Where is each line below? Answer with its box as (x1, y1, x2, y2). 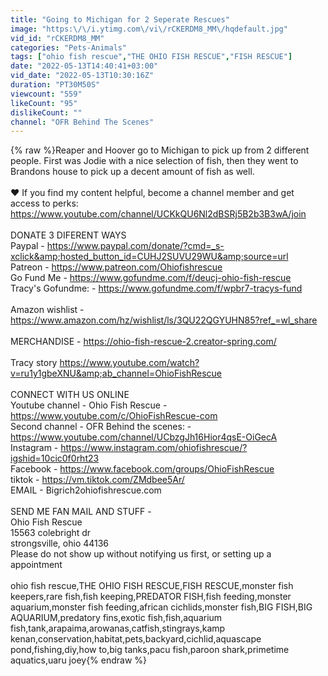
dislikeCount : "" (10, 107, 83, 118)
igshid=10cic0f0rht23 (10, 452, 100, 465)
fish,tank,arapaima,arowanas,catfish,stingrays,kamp (10, 622, 226, 635)
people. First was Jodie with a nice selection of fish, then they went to (10, 155, 299, 167)
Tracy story (10, 357, 58, 369)
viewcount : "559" (10, 89, 83, 99)
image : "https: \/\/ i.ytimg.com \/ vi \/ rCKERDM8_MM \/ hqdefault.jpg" (10, 24, 288, 34)
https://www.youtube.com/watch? (59, 357, 200, 369)
